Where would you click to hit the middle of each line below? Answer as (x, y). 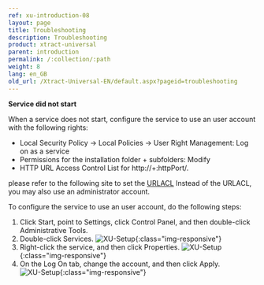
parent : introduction (44, 52)
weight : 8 (24, 67)
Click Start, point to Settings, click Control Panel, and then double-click (135, 222)
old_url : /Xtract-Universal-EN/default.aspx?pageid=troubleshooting (123, 81)
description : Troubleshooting (58, 37)
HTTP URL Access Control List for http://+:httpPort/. (104, 168)
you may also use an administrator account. (79, 191)
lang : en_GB (28, 74)
